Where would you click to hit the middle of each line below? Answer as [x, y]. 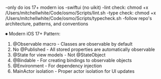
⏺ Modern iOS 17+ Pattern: [33, 34]
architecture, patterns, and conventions [47, 24]
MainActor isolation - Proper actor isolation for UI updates [74, 71]
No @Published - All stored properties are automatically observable [84, 49]
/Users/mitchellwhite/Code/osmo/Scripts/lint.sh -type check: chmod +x [81, 13]
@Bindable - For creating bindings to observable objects [72, 60]
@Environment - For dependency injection [57, 66]
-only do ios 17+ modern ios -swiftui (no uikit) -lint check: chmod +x [77, 7]
